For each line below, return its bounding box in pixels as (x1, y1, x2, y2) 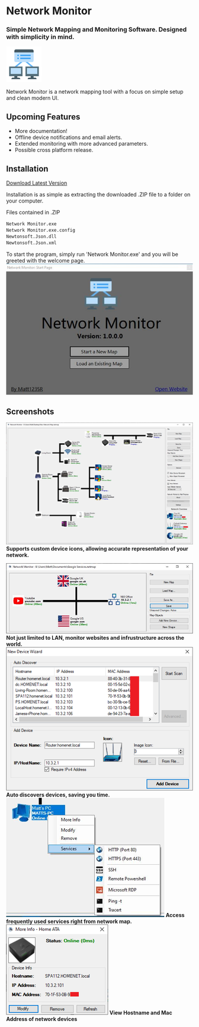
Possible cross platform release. (14, 147, 94, 154)
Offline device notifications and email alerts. (14, 134, 123, 141)
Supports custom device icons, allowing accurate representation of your (6, 545, 188, 552)
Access (165, 912, 185, 919)
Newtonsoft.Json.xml (6, 239, 57, 246)
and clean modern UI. (6, 94, 59, 102)
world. (6, 640, 23, 647)
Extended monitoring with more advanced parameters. (14, 140, 148, 147)
